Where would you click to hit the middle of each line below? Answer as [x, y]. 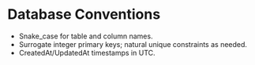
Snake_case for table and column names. [86, 36]
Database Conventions [84, 14]
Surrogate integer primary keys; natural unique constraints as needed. [133, 44]
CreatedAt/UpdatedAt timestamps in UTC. [87, 52]
